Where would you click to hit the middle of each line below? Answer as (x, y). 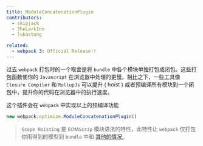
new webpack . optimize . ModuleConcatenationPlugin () (72, 116)
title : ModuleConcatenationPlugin (50, 12)
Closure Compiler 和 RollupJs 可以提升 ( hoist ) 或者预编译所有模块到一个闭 (100, 84)
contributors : (24, 18)
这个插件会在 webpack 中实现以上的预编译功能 (63, 105)
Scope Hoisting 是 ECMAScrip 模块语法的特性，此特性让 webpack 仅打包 (108, 129)
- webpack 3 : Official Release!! (54, 51)
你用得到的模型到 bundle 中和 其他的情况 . (73, 136)
